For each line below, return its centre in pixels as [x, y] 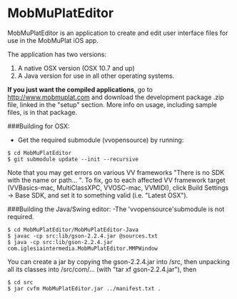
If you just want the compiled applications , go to [80, 89]
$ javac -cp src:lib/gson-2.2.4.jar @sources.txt [83, 236]
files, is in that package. [42, 112]
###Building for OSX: [39, 126]
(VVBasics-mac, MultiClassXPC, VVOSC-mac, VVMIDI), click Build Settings [118, 188]
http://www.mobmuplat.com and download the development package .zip [116, 97]
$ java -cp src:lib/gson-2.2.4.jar [60, 242]
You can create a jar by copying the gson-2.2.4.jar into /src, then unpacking [119, 261]
